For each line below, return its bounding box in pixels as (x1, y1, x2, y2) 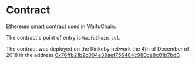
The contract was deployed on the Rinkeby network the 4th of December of (6, 45, 190, 52)
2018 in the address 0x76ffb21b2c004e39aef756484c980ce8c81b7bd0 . (6, 51, 181, 58)
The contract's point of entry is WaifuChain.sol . (6, 34, 121, 41)
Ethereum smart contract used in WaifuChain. (6, 23, 116, 30)
